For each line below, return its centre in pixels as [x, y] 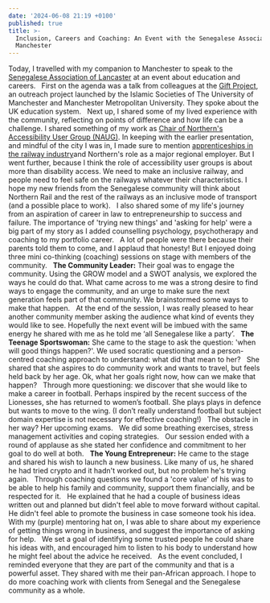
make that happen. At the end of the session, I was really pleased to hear [131, 308]
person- [230, 351]
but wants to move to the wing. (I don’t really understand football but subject [135, 411]
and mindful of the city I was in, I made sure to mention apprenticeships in [131, 146]
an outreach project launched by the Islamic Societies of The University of [131, 94]
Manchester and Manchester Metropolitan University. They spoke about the [134, 103]
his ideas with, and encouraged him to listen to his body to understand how [133, 547]
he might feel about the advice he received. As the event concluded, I [125, 556]
